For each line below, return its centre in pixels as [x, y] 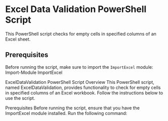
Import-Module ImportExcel [34, 72]
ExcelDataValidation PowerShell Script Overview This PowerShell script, [80, 82]
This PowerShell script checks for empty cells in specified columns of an [81, 34]
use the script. [20, 98]
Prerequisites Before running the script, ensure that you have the [72, 108]
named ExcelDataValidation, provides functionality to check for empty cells [83, 87]
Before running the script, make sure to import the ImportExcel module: [79, 67]
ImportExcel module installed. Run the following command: [66, 113]
